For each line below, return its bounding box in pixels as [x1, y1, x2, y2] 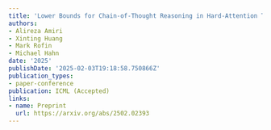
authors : [8, 19, 38, 27]
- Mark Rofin [8, 42, 52, 50]
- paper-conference [8, 79, 74, 87]
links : [8, 94, 31, 103]
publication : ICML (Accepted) [8, 86, 110, 95]
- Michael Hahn [8, 49, 60, 57]
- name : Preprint [8, 102, 67, 110]
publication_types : [8, 72, 74, 80]
